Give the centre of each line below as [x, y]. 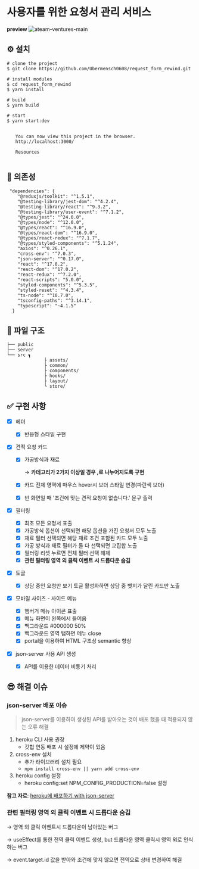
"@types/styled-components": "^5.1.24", [68, 243]
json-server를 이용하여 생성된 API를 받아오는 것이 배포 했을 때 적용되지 [104, 720]
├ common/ [56, 366]
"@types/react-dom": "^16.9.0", [57, 233]
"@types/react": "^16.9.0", [52, 228]
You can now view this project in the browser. [75, 136]
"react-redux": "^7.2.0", [50, 275]
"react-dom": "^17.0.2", [48, 269]
